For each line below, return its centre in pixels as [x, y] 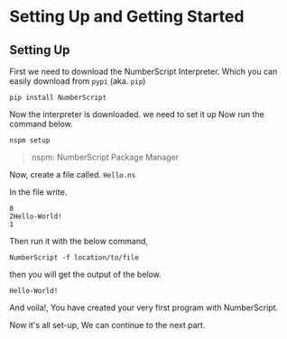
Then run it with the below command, [79, 241]
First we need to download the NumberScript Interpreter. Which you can [143, 71]
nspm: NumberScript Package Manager [105, 157]
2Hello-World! [36, 216]
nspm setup [30, 141]
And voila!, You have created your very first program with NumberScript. [143, 307]
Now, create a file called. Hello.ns [73, 174]
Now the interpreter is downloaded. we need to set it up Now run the [137, 114]
